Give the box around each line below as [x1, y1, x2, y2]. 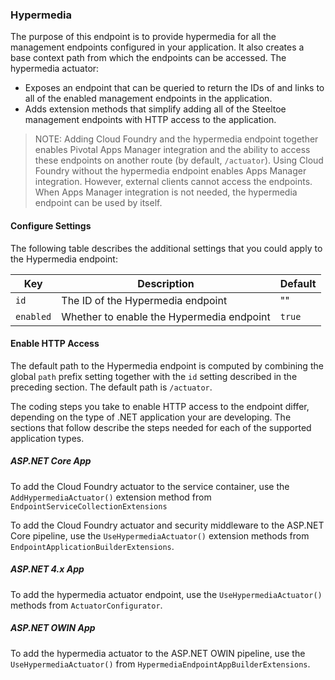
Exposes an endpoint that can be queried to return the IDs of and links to [24, 82, 325, 94]
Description [137, 276, 195, 290]
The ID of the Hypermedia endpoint [61, 293, 228, 307]
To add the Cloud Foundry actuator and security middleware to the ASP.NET [10, 519, 325, 531]
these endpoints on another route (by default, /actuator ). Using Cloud [34, 154, 324, 167]
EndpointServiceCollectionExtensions [10, 501, 168, 512]
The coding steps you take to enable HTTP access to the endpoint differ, [10, 400, 310, 412]
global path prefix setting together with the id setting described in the [10, 370, 298, 382]
